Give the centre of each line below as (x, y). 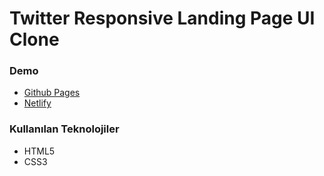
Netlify (37, 103)
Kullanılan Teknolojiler (64, 129)
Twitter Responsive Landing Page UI (162, 18)
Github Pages (52, 93)
